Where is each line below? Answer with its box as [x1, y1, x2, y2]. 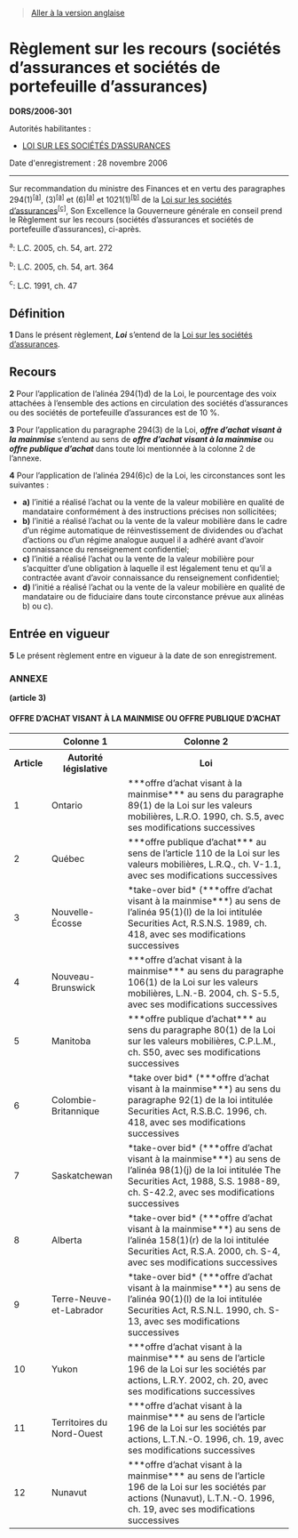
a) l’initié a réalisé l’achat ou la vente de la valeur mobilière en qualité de [21, 496, 286, 507]
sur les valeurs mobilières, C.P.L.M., [127, 1035, 277, 1048]
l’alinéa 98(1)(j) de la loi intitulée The [127, 1164, 281, 1177]
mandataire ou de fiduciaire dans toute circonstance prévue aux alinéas [21, 591, 285, 601]
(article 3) [9, 692, 47, 703]
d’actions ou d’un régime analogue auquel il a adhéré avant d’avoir [21, 534, 264, 545]
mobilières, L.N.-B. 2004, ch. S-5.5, [127, 987, 279, 1000]
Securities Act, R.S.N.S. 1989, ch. [127, 917, 268, 930]
